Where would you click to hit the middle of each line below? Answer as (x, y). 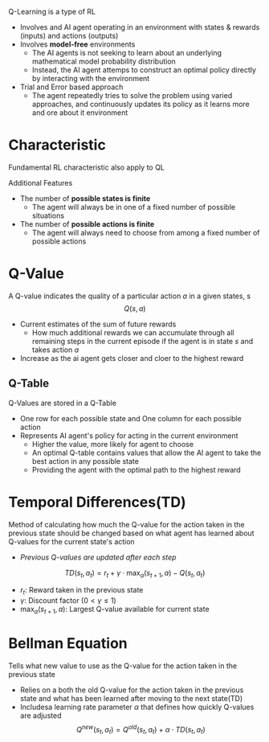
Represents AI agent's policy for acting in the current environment (129, 435)
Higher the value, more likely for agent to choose (113, 444)
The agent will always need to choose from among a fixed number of (146, 232)
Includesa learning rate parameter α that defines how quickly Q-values (137, 707)
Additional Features (41, 182)
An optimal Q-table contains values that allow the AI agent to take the (147, 453)
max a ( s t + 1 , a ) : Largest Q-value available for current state (115, 610)
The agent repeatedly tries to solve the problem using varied (132, 95)
